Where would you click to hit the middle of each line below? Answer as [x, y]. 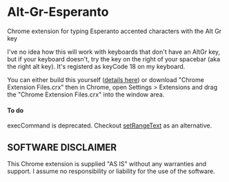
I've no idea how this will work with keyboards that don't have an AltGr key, [114, 52]
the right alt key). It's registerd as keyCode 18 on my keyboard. [96, 66]
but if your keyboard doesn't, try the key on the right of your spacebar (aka [114, 59]
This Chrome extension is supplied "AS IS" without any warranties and [107, 163]
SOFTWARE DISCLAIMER [62, 147]
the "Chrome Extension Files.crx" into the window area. [86, 94]
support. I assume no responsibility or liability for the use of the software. [111, 171]
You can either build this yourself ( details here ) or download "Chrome [106, 79]
